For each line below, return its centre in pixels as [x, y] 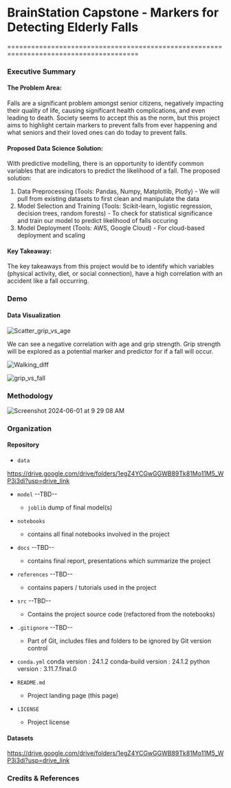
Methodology [30, 396]
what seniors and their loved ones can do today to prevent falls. [97, 133]
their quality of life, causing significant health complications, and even [106, 111]
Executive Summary [42, 72]
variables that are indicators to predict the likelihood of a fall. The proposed [114, 171]
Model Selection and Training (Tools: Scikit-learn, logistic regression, [115, 206]
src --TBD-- [34, 601]
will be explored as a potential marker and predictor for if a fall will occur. [110, 351]
